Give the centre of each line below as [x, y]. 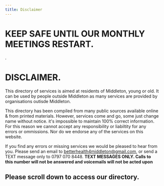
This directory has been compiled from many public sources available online [82, 111]
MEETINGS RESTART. [50, 44]
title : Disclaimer [24, 10]
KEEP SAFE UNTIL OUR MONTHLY [75, 33]
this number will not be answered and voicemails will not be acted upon [79, 162]
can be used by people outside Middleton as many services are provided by [81, 96]
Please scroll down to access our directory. [72, 177]
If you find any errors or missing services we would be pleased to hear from [81, 146]
